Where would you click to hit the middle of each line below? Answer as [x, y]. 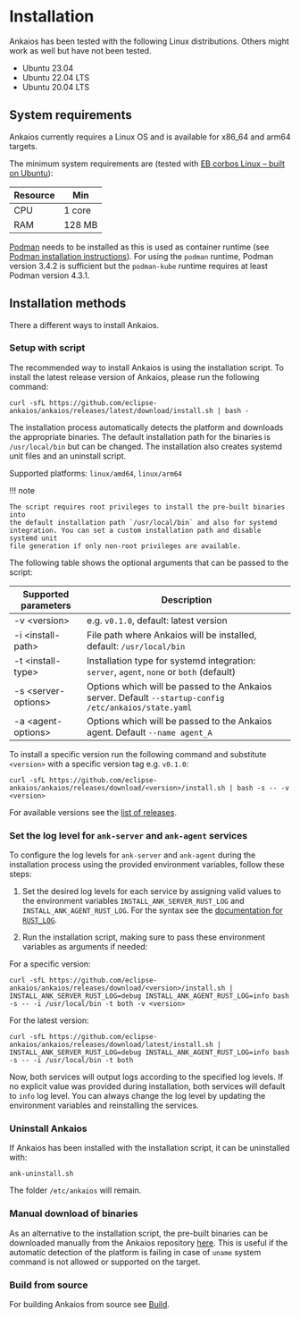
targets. [24, 146]
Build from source [49, 1285]
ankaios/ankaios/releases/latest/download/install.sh [112, 410]
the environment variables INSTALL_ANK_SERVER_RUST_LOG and [133, 901]
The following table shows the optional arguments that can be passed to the [149, 562]
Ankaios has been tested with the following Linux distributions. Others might [150, 41]
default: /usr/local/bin [136, 646]
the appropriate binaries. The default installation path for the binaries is [140, 436]
